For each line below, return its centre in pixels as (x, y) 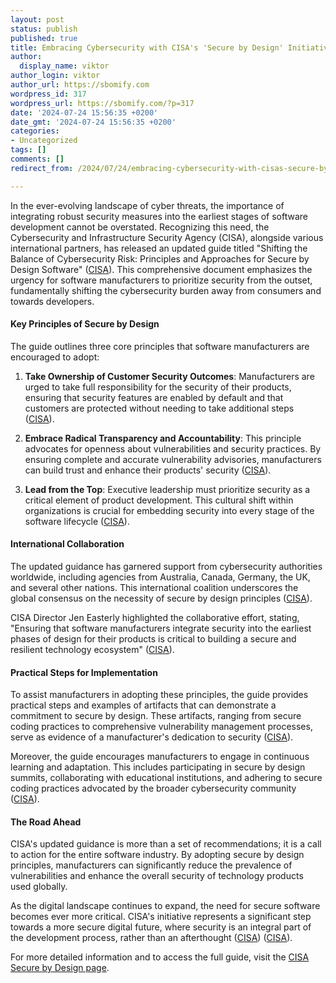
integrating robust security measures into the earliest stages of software (159, 216)
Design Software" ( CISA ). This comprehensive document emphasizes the (161, 269)
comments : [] (37, 159)
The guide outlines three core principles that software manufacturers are (160, 346)
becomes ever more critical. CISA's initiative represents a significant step (161, 917)
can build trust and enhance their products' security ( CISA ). (148, 470)
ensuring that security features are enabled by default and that (154, 397)
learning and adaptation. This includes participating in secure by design (158, 767)
